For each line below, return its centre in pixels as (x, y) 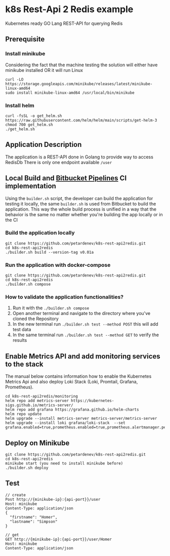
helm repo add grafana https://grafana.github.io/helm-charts (72, 410)
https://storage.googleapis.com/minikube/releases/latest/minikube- (79, 84)
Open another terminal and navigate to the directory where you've (81, 313)
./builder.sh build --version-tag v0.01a (50, 252)
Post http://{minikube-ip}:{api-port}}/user (53, 499)
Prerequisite (25, 39)
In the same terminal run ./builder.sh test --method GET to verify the (86, 335)
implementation (31, 186)
